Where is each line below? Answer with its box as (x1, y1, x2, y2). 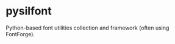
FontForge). (5, 30, 35, 37)
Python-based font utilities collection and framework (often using (5, 24, 170, 31)
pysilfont (5, 4, 52, 18)
